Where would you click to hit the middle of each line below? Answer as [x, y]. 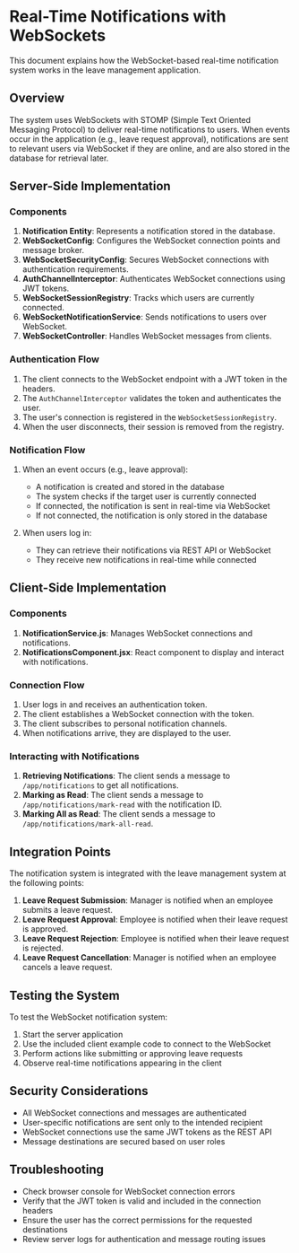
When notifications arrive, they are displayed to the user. [127, 733]
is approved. [45, 929]
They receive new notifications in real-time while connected [146, 560]
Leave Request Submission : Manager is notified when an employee [148, 900]
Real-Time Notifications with [118, 17]
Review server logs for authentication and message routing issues [144, 1239]
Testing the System [64, 995]
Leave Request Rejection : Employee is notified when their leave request [155, 939]
